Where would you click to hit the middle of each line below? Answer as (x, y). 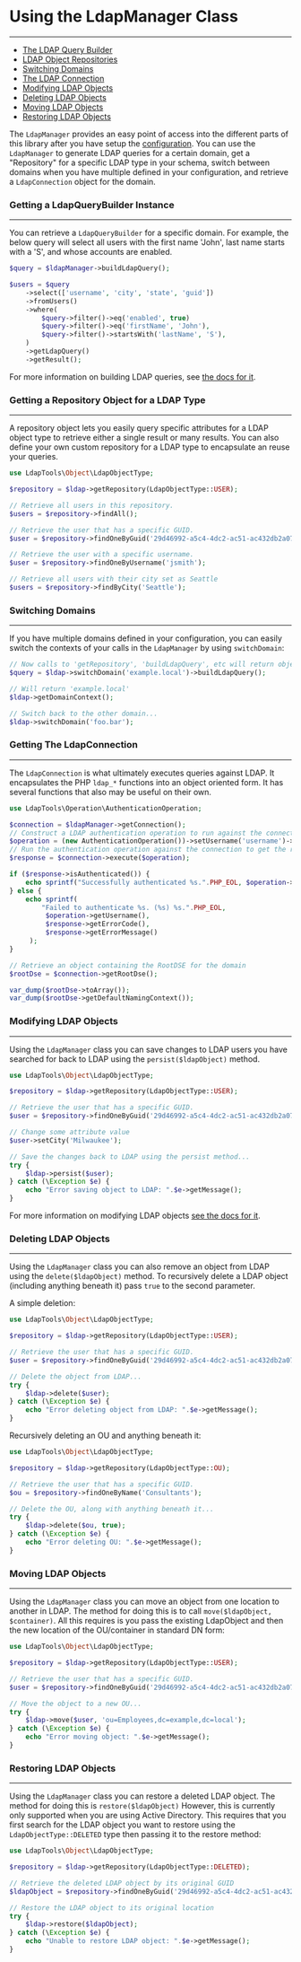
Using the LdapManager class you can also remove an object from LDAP (140, 1266)
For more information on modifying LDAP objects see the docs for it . (135, 1216)
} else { (26, 890)
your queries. (34, 457)
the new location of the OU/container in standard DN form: (117, 1630)
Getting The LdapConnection (74, 745)
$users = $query (39, 285)
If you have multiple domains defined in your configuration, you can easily (146, 638)
